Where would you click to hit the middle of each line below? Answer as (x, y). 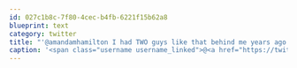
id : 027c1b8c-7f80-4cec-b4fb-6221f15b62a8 (88, 17)
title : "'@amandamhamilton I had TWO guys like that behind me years (140, 42)
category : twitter (43, 34)
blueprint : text (39, 26)
